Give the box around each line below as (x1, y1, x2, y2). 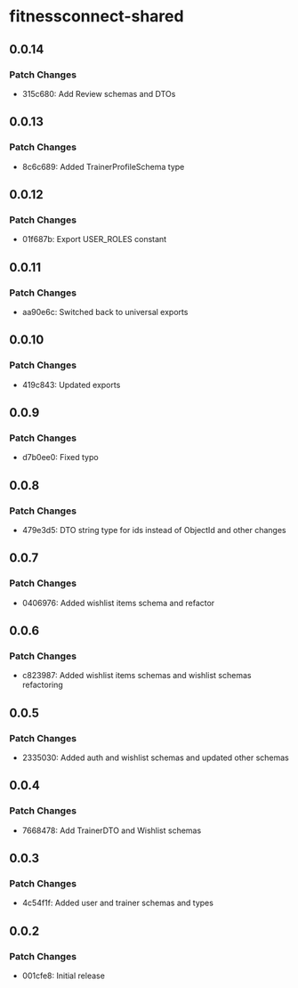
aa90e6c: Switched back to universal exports (21, 306, 189, 317)
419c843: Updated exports (21, 379, 121, 390)
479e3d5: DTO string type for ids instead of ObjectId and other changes (21, 525, 286, 535)
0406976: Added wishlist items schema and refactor (21, 597, 215, 608)
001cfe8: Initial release (21, 970, 105, 981)
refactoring (21, 679, 64, 691)
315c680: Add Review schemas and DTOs (21, 88, 176, 99)
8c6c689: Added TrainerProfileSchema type (21, 161, 185, 172)
